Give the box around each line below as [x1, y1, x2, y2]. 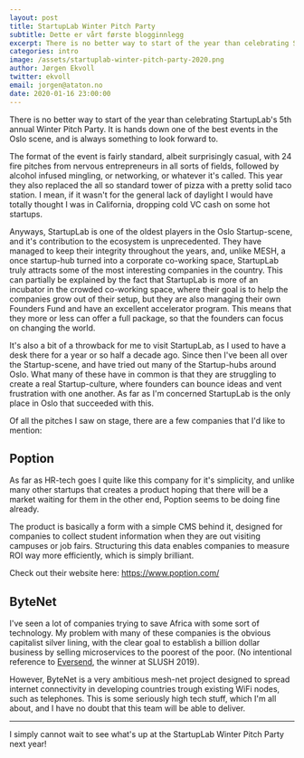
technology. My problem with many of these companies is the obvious [9, 628, 271, 638]
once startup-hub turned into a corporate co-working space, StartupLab [9, 254, 279, 265]
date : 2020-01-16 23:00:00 [9, 89, 111, 98]
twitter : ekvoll [9, 72, 71, 82]
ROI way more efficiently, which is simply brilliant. [9, 550, 195, 561]
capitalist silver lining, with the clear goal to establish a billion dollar [9, 638, 261, 648]
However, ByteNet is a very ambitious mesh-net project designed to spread [9, 674, 290, 685]
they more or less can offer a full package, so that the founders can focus [9, 312, 284, 323]
